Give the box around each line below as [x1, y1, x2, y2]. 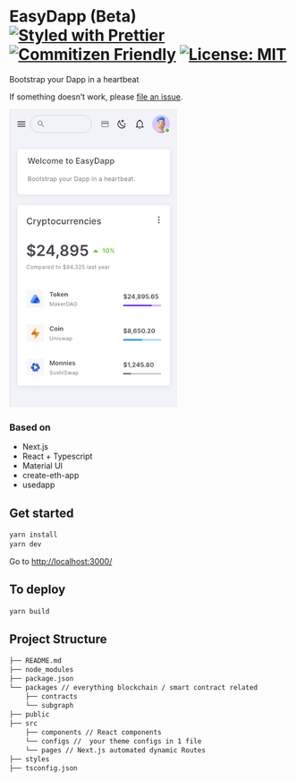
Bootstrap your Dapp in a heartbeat [9, 73, 140, 84]
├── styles [9, 755, 50, 764]
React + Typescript [21, 451, 93, 462]
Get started [9, 505, 74, 520]
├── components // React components [25, 728, 163, 737]
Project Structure [9, 632, 107, 647]
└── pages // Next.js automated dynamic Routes [25, 746, 206, 755]
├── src [9, 719, 38, 728]
